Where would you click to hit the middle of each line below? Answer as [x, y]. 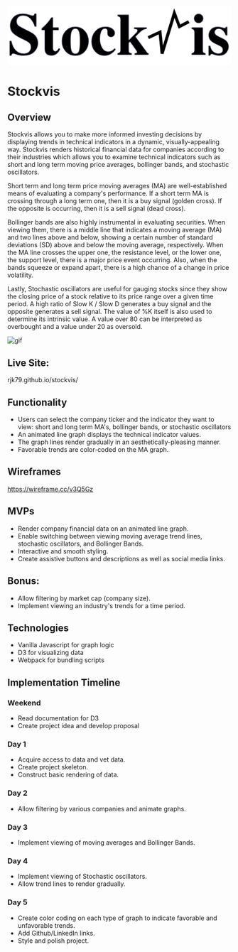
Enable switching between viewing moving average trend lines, [110, 536]
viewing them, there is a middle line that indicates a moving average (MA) [115, 230]
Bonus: [23, 581]
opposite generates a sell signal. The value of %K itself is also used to [110, 312]
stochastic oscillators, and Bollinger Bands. [81, 543]
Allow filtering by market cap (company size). [84, 598]
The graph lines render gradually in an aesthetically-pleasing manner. [119, 442]
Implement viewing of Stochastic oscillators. [82, 877]
